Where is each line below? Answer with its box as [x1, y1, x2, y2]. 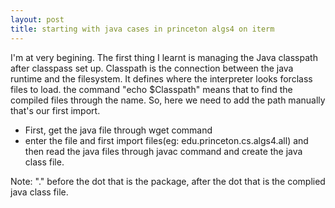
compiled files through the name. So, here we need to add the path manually [10, 94, 326, 106]
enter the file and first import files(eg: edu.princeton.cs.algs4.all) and [24, 134, 309, 146]
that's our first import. [10, 104, 101, 116]
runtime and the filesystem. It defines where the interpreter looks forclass [10, 72, 313, 85]
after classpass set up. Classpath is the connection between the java [10, 62, 294, 74]
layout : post [10, 14, 65, 25]
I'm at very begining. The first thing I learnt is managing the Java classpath [10, 51, 318, 63]
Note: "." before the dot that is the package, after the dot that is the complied [10, 175, 326, 187]
